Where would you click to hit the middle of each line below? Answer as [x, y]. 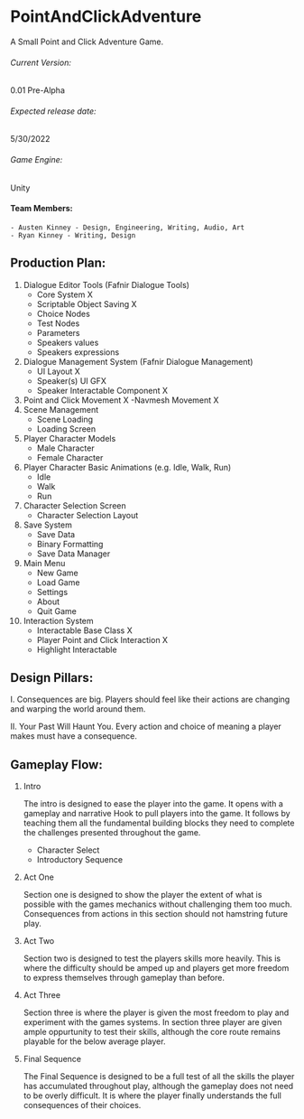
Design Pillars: [52, 678]
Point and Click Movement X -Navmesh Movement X [121, 400]
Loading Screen [66, 429]
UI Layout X [58, 371]
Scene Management [60, 409]
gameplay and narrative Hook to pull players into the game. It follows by [157, 814]
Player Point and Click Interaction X [102, 639]
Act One [39, 877]
